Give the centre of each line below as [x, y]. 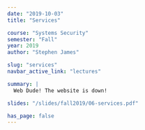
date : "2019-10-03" [36, 14]
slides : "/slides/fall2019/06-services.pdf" [73, 103]
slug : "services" [32, 65]
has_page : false [31, 116]
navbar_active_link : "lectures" [54, 71]
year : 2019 [23, 46]
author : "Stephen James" [43, 52]
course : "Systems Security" [48, 33]
